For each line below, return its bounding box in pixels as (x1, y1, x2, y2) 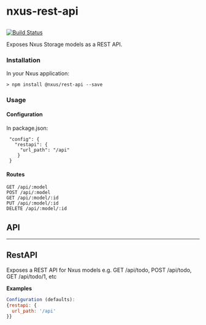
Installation (6, 56, 41, 64)
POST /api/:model (6, 190, 51, 196)
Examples (6, 285, 32, 292)
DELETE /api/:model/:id (6, 206, 67, 212)
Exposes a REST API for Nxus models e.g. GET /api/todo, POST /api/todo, (6, 266, 192, 274)
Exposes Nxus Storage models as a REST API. (6, 40, 123, 48)
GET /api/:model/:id (6, 195, 59, 201)
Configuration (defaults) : (6, 296, 75, 302)
